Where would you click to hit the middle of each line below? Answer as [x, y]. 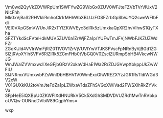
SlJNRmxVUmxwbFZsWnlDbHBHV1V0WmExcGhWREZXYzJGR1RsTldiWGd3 [81, 75]
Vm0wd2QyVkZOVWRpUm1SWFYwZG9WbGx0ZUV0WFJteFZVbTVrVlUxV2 [81, 7]
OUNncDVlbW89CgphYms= [50, 101]
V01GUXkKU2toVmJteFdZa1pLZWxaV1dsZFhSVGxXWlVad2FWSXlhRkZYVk [81, 85]
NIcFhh [12, 12]
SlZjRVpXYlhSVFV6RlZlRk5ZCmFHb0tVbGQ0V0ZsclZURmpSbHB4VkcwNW [81, 54]
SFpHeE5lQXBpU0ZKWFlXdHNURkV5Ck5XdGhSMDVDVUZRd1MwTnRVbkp [81, 95]
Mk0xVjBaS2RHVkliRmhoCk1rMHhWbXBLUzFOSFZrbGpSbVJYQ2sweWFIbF [82, 17]
